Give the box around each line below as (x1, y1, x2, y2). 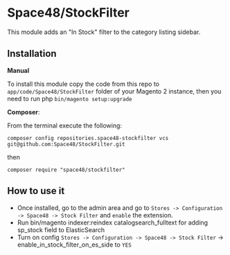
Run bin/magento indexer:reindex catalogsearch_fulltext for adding (17, 218, 209, 227)
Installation (7, 48, 57, 60)
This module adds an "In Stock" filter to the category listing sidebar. (7, 28, 201, 36)
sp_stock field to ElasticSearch (17, 225, 105, 234)
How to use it (7, 185, 65, 197)
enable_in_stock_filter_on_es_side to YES (17, 240, 132, 249)
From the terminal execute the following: (7, 121, 123, 130)
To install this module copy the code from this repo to (7, 80, 159, 88)
